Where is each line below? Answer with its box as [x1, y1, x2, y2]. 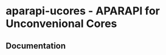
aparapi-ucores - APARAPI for [5, 4, 161, 18]
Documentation [5, 41, 66, 51]
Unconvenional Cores [5, 17, 117, 30]
